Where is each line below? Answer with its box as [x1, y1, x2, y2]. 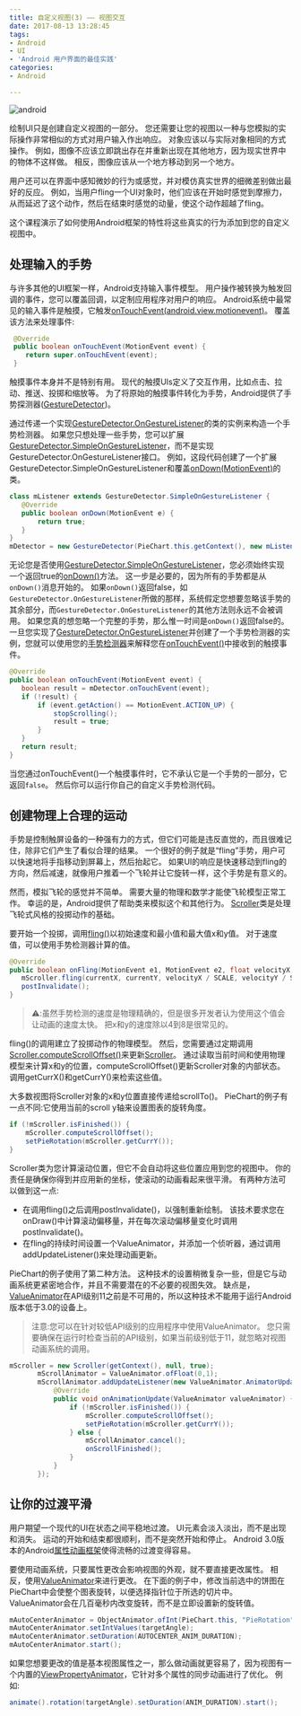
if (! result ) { [21, 692, 78, 701]
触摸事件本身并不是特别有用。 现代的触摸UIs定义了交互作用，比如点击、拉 [9, 376, 283, 387]
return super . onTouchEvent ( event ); [25, 351, 159, 360]
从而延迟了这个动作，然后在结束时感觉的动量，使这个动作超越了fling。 [9, 198, 269, 208]
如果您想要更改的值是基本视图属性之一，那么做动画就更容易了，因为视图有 [9, 1658, 284, 1668]
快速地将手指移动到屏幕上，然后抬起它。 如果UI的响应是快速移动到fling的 [16, 856, 287, 867]
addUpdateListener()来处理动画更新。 [21, 1249, 163, 1260]
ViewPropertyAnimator [40, 1669, 125, 1680]
